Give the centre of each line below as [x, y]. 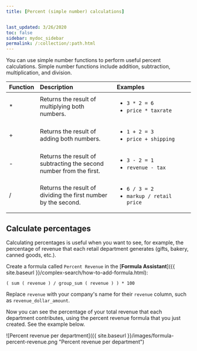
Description [57, 87]
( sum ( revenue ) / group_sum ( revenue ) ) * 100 [70, 283]
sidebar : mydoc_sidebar [35, 38]
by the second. [60, 203]
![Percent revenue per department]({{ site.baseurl [66, 335]
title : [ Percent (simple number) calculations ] [65, 11]
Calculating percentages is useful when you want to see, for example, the [95, 242]
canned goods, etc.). [31, 255]
